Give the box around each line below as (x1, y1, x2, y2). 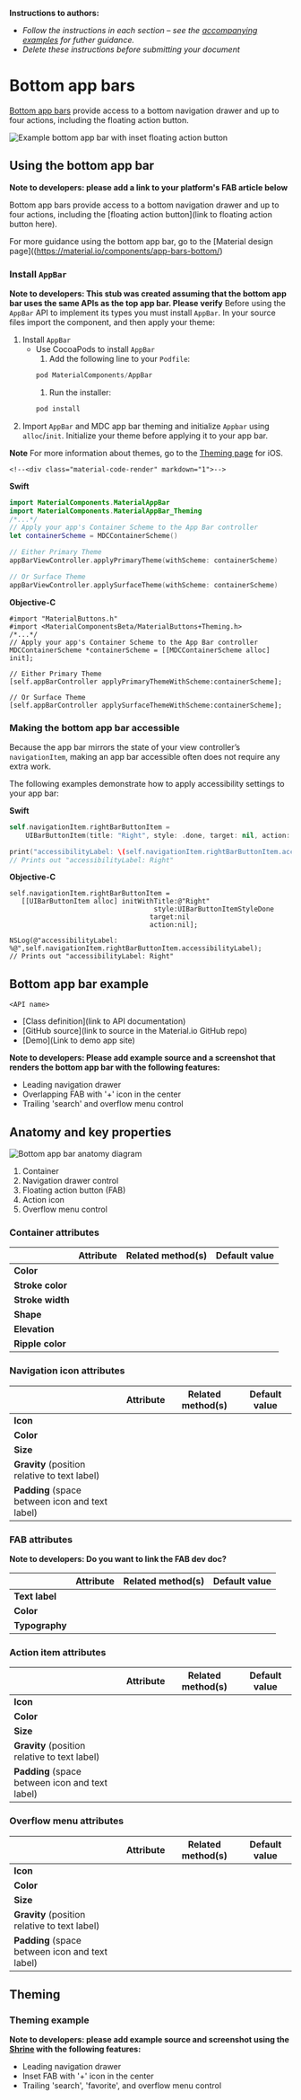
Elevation (13, 1323, 55, 1336)
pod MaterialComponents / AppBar (35, 371, 153, 380)
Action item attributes (9, 1646, 107, 1658)
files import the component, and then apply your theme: (9, 317, 216, 328)
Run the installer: (48, 386, 112, 398)
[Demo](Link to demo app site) (21, 1035, 136, 1046)
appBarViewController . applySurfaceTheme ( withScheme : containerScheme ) (9, 580, 279, 589)
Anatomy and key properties (9, 1125, 172, 1140)
